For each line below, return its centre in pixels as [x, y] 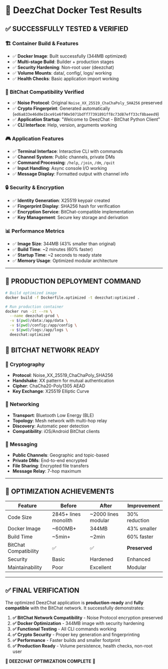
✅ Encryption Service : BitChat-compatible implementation [73, 211]
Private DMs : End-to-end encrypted [50, 461]
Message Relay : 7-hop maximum [47, 471]
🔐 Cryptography [25, 364]
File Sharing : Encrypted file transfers [50, 466]
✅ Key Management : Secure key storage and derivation [70, 217]
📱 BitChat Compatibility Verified [44, 92]
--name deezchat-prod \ [34, 316]
